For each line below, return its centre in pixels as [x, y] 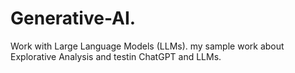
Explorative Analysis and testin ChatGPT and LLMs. [116, 56]
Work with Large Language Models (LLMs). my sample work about [147, 46]
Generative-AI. [73, 18]
